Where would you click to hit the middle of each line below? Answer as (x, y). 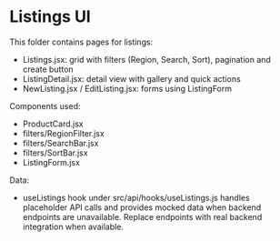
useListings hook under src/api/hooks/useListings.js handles (136, 197)
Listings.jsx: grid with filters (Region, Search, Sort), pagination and (146, 59)
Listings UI (50, 17)
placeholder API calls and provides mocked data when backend (142, 207)
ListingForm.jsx (51, 162)
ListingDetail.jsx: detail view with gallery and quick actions (131, 78)
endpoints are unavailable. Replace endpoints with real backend (142, 216)
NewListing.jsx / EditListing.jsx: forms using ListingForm (127, 88)
